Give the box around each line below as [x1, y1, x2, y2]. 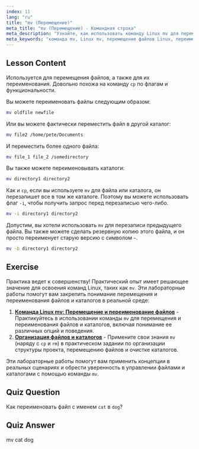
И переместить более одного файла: [6, 142, 99, 149]
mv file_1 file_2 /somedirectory [6, 154, 89, 160]
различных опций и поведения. [14, 327, 95, 334]
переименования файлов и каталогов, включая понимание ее [14, 321, 172, 328]
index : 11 [6, 8, 31, 15]
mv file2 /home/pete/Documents [6, 132, 84, 138]
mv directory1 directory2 [6, 176, 70, 182]
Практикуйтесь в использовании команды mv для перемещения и [14, 314, 181, 321]
